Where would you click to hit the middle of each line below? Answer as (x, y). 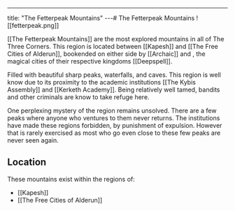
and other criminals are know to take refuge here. (78, 97)
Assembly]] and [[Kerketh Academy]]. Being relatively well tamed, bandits (114, 89)
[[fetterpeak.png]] (33, 26)
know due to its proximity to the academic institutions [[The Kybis (101, 82)
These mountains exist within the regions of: (71, 179)
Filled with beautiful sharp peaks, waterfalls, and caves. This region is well (114, 75)
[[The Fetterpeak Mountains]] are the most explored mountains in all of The (116, 39)
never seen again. (33, 140)
